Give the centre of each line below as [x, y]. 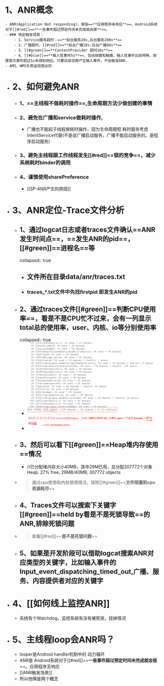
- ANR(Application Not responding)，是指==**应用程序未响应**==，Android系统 [82, 24]
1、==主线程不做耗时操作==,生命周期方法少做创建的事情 [86, 103]
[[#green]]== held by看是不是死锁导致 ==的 [85, 514]
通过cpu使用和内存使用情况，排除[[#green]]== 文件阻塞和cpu [94, 482]
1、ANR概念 [29, 10]
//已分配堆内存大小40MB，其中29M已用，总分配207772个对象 [90, 467]
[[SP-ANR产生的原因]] [49, 188]
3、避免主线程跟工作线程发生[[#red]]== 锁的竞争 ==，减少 [87, 156]
